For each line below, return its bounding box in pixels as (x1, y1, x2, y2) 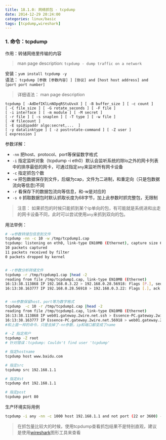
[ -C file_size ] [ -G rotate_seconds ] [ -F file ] (5, 106, 116, 111)
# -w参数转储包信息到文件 (5, 232, 51, 237)
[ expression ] (5, 131, 37, 136)
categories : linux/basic (5, 16, 56, 21)
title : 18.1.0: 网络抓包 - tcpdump (5, 7, 76, 12)
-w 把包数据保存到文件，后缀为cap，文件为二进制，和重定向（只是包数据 (12, 176, 160, 182)
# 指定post (5, 390, 26, 395)
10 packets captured (5, 245, 48, 250)
